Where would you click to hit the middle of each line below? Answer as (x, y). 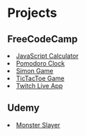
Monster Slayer (38, 125)
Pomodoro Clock (41, 63)
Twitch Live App (40, 86)
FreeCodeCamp (43, 39)
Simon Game (35, 71)
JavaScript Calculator (48, 56)
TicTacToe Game (41, 78)
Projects (32, 13)
